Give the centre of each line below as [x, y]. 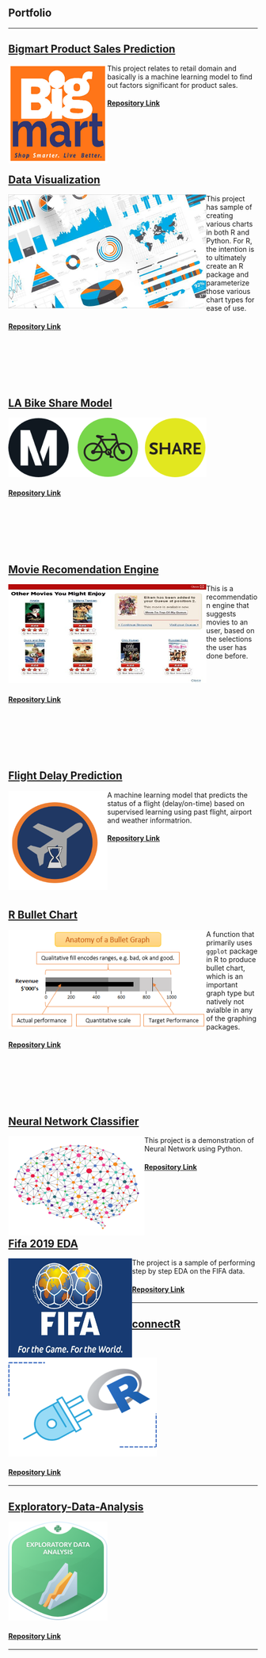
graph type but [230, 993]
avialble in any [230, 1010]
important [222, 984]
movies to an [227, 622]
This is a [220, 589]
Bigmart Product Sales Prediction [92, 50]
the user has [226, 648]
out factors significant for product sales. [173, 85]
